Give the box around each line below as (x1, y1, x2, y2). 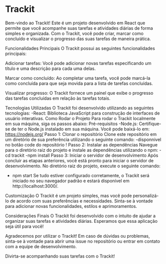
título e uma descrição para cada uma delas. (5, 66, 96, 71)
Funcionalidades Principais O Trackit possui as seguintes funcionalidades (5, 45, 155, 51)
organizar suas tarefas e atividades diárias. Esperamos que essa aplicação (5, 218, 158, 224)
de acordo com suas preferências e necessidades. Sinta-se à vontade (9, 198, 153, 204)
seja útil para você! (5, 223, 44, 229)
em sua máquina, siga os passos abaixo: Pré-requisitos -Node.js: (5, 121, 138, 127)
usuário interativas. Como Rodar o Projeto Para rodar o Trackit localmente (5, 115, 156, 121)
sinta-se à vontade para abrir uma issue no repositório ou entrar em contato (5, 238, 160, 244)
